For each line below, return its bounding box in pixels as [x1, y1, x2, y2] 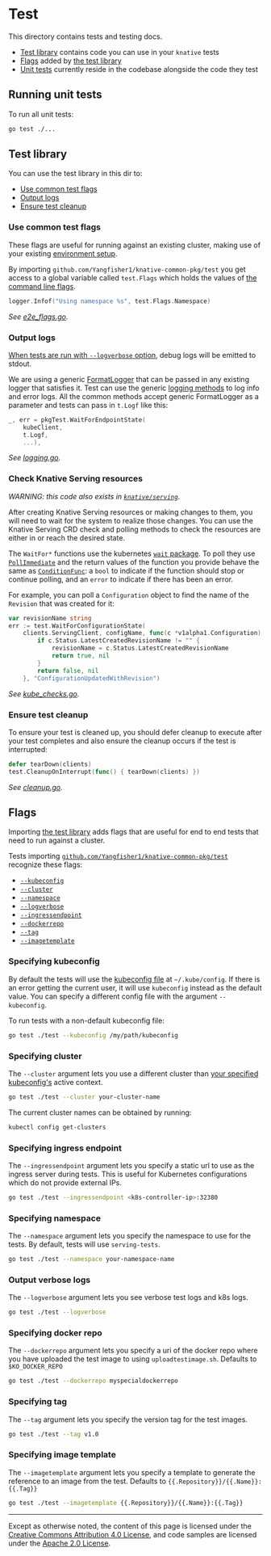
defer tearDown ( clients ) [8, 760, 92, 768]
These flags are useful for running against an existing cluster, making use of [8, 240, 261, 250]
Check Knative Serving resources [8, 473, 144, 485]
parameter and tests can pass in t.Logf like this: [8, 400, 169, 410]
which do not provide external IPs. [8, 1177, 123, 1188]
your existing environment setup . [8, 248, 118, 259]
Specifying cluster [8, 1050, 82, 1062]
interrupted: [8, 744, 48, 754]
